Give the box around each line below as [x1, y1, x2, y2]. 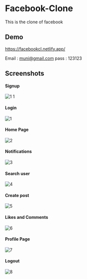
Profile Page [5, 236, 30, 242]
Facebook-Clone [5, 3, 73, 14]
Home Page [5, 127, 29, 132]
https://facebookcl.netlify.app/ [5, 46, 65, 51]
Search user [5, 170, 30, 176]
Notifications [5, 148, 32, 154]
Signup [5, 83, 20, 89]
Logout [5, 258, 20, 264]
